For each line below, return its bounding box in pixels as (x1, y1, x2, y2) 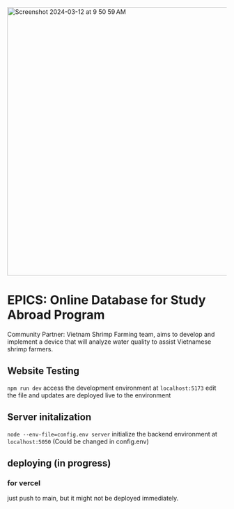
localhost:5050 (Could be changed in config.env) (7, 437, 150, 446)
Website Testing (7, 365, 80, 377)
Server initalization (7, 411, 92, 423)
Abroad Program (7, 307, 105, 323)
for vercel (7, 478, 41, 487)
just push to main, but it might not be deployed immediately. (7, 494, 179, 503)
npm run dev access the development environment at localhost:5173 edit (7, 383, 217, 392)
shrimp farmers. (7, 344, 54, 353)
